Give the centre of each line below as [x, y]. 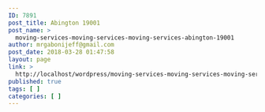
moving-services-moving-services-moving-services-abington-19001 [125, 37]
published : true [35, 81]
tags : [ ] [24, 89]
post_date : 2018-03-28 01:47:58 [61, 52]
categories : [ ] [35, 96]
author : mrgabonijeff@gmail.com [61, 45]
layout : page [30, 60]
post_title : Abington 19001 [54, 23]
